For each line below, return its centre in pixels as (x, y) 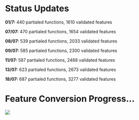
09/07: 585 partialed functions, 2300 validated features (61, 50)
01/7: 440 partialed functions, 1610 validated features (59, 22)
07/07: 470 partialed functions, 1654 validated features (60, 31)
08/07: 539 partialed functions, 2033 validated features (61, 41)
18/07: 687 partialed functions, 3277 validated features (60, 79)
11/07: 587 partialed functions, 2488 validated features (60, 60)
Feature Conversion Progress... (70, 99)
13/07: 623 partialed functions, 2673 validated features (60, 70)
